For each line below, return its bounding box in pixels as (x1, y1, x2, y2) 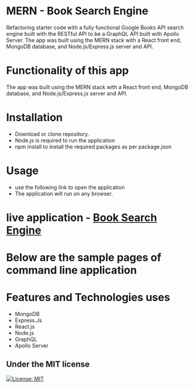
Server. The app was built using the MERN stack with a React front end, (6, 36, 182, 44)
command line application (6, 263, 137, 277)
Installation (6, 111, 63, 125)
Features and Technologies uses (6, 291, 171, 305)
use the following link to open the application (14, 184, 125, 191)
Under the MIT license (6, 359, 90, 370)
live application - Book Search (6, 210, 158, 224)
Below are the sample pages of (6, 251, 162, 265)
